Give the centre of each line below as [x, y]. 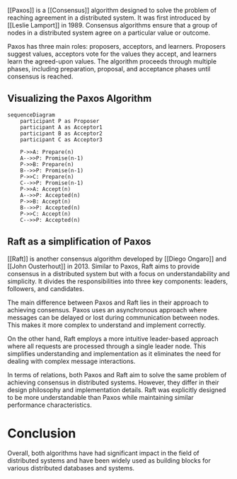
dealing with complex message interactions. [71, 361]
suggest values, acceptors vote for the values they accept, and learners [112, 54]
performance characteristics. [50, 405]
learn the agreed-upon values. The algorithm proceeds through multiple [112, 61]
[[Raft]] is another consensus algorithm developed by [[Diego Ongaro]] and [117, 259]
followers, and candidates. [46, 288]
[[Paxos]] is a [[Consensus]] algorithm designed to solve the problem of [112, 10]
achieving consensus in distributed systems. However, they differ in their [113, 382]
